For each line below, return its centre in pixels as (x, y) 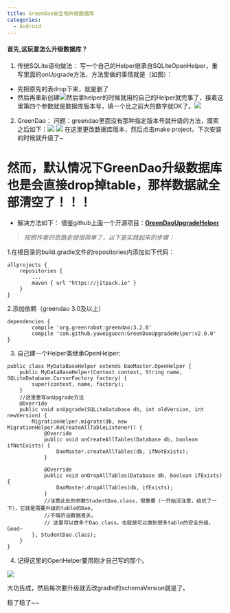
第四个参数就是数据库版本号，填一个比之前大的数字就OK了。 (108, 106)
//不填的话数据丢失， (70, 516)
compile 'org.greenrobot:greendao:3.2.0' (92, 327)
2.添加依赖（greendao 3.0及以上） (56, 308)
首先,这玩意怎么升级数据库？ (47, 49)
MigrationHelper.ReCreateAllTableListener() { (75, 427)
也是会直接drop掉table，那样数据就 (107, 185)
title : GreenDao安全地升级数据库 (51, 13)
